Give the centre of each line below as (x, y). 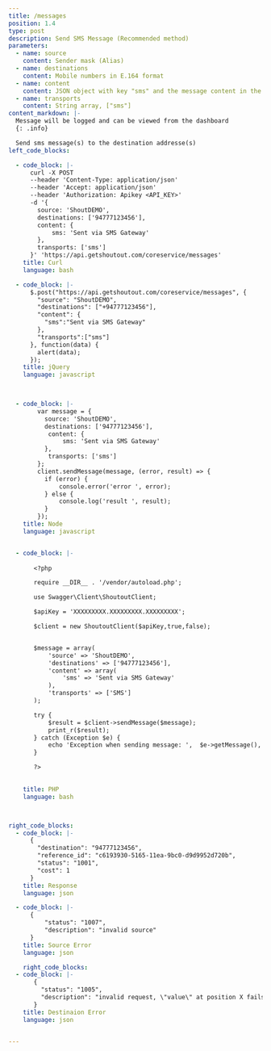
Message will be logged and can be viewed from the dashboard (122, 121)
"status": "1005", (72, 990)
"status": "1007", (75, 923)
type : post (27, 31)
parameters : (28, 46)
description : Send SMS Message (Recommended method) (99, 38)
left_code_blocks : (39, 150)
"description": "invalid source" (100, 930)
